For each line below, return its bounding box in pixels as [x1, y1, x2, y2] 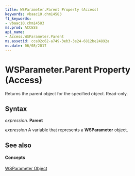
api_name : [5, 30, 25, 35]
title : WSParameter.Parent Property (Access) [5, 7, 99, 12]
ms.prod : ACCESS [5, 25, 38, 30]
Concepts [5, 155, 25, 160]
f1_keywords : [5, 16, 32, 21]
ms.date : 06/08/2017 [5, 43, 47, 48]
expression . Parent [5, 118, 43, 123]
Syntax [5, 105, 27, 113]
